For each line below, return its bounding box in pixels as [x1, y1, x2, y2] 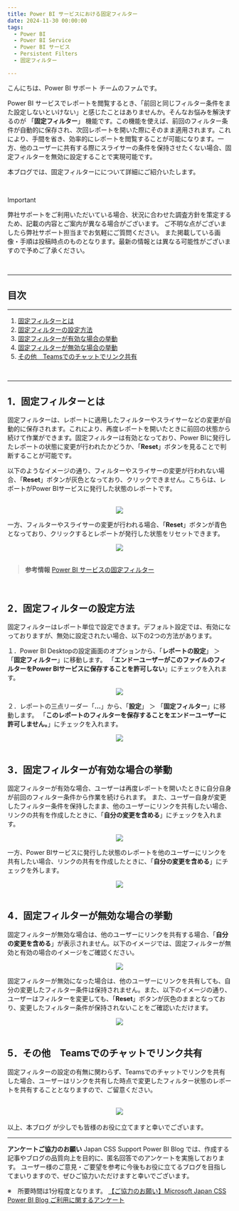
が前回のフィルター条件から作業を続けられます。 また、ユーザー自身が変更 [7, 793, 226, 801]
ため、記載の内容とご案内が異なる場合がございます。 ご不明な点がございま [7, 219, 227, 228]
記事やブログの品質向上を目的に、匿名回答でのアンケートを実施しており [7, 1153, 219, 1162]
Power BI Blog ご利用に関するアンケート [7, 1195, 125, 1204]
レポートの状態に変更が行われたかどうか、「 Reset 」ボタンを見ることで [13, 442, 221, 451]
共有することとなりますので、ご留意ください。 [19, 1085, 157, 1094]
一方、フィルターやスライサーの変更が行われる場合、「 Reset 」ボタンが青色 [7, 520, 227, 529]
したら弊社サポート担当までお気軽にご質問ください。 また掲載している [7, 228, 215, 236]
